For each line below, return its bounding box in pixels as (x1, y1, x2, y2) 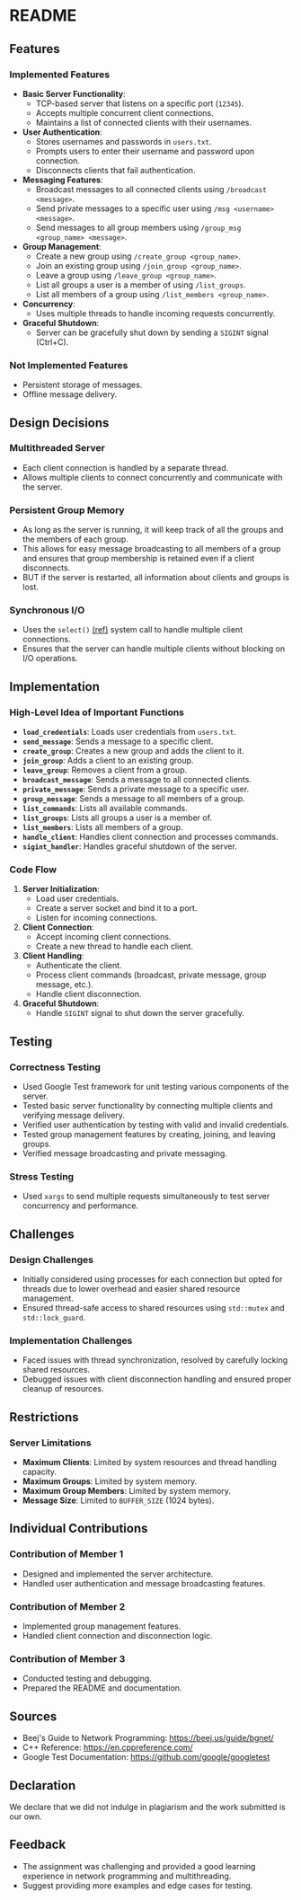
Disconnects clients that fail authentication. (35, 164, 196, 175)
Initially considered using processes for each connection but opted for (22, 1274, 283, 1285)
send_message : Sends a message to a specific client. (22, 736, 214, 747)
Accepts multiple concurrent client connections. (35, 107, 214, 118)
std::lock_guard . (22, 1312, 86, 1323)
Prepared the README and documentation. (22, 1683, 182, 1693)
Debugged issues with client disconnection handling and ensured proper (22, 1374, 292, 1384)
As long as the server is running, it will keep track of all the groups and (22, 525, 284, 535)
